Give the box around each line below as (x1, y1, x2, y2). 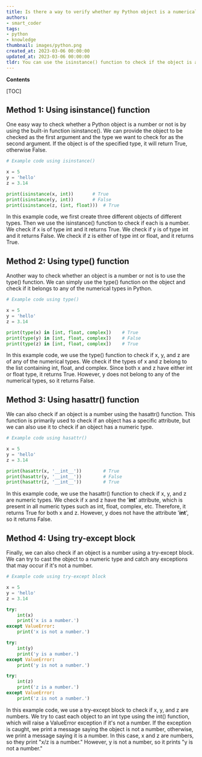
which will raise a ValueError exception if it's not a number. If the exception (6, 719, 191, 726)
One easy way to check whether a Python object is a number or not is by (6, 121, 186, 128)
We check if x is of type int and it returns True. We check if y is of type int (6, 226, 189, 233)
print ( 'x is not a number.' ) (17, 629, 90, 635)
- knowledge (6, 37, 36, 43)
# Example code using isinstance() (6, 158, 96, 164)
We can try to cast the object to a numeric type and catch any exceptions (6, 555, 188, 563)
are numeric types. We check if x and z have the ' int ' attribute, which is (6, 496, 183, 503)
